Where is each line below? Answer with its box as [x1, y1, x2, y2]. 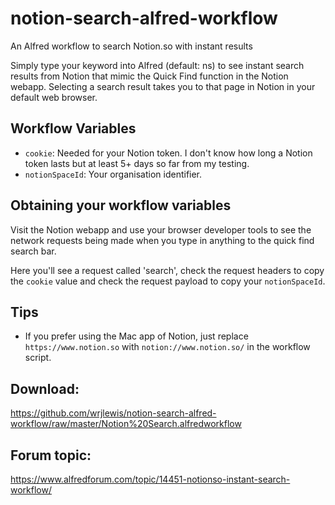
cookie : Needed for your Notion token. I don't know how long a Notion [24, 147, 313, 159]
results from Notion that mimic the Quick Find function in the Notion [10, 70, 289, 82]
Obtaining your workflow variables [10, 197, 232, 214]
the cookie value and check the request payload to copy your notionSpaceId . [10, 275, 326, 287]
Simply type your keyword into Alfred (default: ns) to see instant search [10, 59, 305, 71]
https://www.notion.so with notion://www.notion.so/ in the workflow [24, 341, 311, 353]
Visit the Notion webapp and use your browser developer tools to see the [10, 223, 312, 236]
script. [24, 352, 52, 364]
